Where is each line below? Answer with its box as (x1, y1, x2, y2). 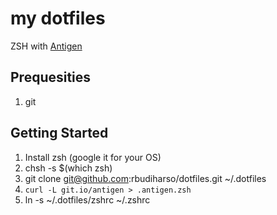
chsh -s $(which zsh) (24, 162, 113, 174)
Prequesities (10, 69, 92, 86)
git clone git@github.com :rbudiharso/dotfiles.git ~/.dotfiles (24, 172, 267, 184)
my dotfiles (10, 7, 106, 30)
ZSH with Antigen (10, 40, 83, 52)
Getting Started (10, 125, 109, 142)
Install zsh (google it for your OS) (24, 151, 162, 163)
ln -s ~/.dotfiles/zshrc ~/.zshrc (24, 193, 151, 206)
